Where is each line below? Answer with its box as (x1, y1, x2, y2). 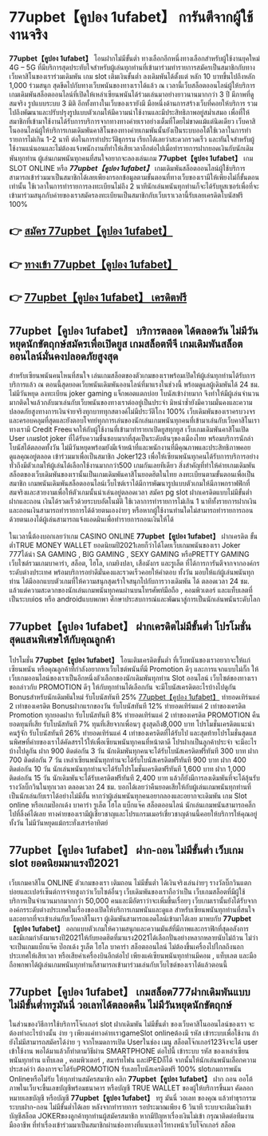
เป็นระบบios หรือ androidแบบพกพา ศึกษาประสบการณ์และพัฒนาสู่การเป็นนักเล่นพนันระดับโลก (9, 594, 261, 604)
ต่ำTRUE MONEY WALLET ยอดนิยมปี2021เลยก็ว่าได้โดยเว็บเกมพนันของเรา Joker (9, 540, 241, 550)
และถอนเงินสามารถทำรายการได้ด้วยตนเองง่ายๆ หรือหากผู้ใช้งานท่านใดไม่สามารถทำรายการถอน (9, 505, 254, 514)
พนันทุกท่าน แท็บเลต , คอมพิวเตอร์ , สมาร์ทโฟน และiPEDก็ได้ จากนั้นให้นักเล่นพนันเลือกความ (9, 1055, 257, 1065)
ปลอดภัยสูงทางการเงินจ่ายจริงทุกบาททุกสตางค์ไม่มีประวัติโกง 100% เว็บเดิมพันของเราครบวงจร (9, 406, 256, 416)
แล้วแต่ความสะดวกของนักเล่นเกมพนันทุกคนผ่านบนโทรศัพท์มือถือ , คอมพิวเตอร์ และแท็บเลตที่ (9, 585, 254, 594)
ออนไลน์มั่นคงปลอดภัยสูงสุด (9, 349, 119, 363)
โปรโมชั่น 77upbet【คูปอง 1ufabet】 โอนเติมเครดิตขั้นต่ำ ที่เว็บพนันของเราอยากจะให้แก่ (9, 655, 250, 665)
